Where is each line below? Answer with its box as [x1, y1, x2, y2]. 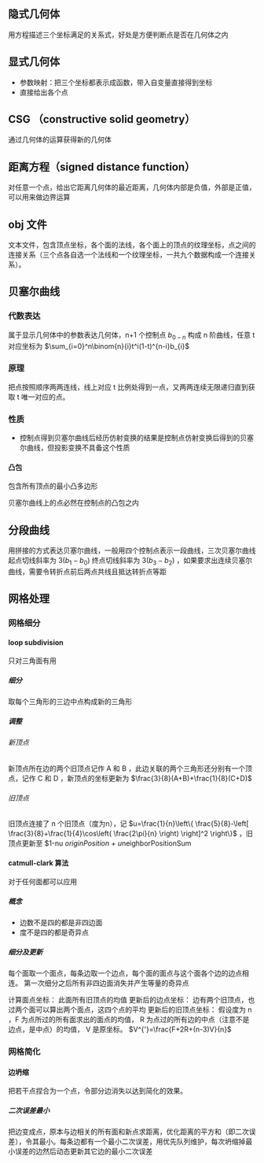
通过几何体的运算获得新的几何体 [8, 135, 112, 144]
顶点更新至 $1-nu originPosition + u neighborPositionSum [8, 839, 192, 848]
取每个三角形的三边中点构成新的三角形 [8, 697, 132, 706]
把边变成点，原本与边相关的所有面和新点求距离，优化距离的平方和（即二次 [8, 1127, 249, 1136]
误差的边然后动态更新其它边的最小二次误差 [14, 1146, 153, 1156]
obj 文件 [8, 217, 47, 231]
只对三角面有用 [8, 656, 57, 665]
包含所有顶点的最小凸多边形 [8, 481, 98, 491]
